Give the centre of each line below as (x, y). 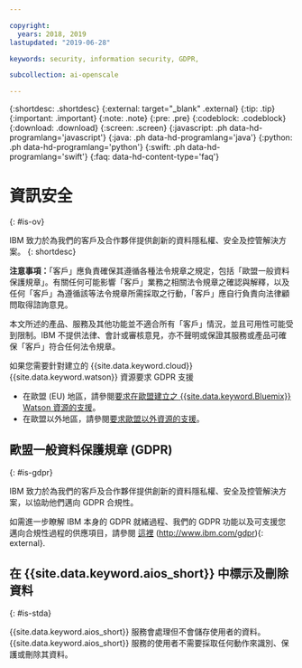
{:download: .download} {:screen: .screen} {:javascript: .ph (119, 128)
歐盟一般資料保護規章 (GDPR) (91, 450)
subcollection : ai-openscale (64, 75)
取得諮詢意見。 (45, 305)
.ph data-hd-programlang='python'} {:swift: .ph (97, 147)
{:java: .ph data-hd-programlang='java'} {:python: (200, 137)
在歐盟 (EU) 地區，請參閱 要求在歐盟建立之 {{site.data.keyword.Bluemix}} (156, 396)
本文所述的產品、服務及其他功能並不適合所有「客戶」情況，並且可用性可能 (147, 324)
